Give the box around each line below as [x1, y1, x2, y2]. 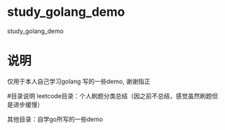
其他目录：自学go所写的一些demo [7, 115, 103, 123]
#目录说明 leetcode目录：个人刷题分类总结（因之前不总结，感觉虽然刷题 [7, 91, 213, 100]
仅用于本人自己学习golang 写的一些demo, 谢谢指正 [7, 77, 151, 85]
